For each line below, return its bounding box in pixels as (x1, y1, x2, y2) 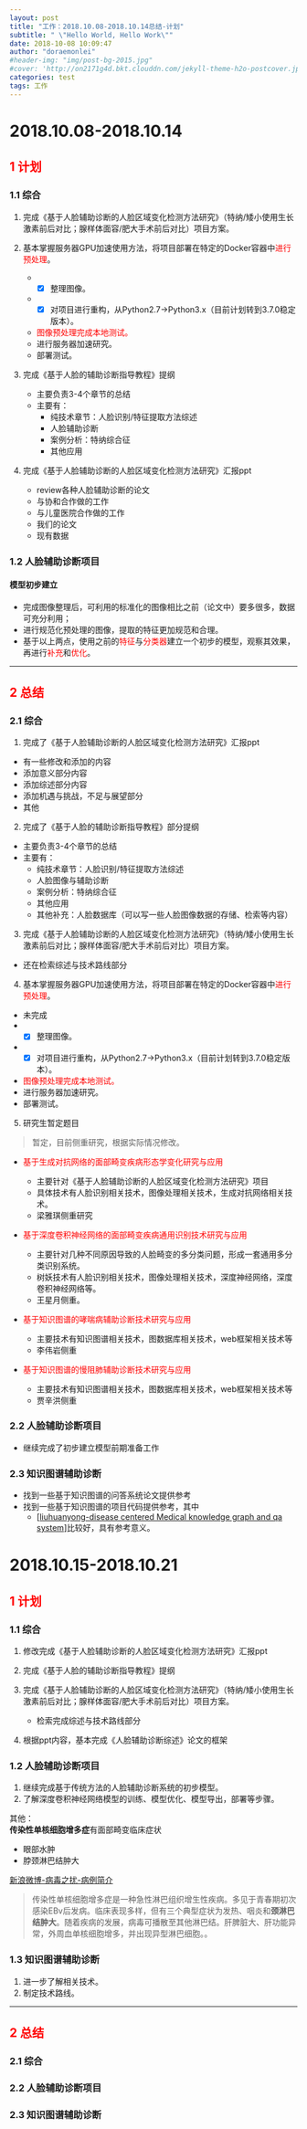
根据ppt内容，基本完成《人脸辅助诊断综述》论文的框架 (22, 1734, 228, 1745)
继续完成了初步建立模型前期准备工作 (22, 1442, 160, 1453)
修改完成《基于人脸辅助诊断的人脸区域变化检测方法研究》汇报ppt (22, 1646, 268, 1657)
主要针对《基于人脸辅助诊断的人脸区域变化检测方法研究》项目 (36, 1175, 270, 1186)
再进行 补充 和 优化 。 (22, 647, 96, 658)
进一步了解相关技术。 (22, 1976, 103, 1987)
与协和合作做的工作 (36, 495, 110, 507)
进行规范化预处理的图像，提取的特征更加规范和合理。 (22, 624, 224, 635)
